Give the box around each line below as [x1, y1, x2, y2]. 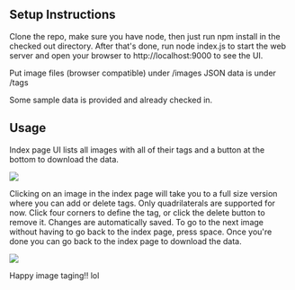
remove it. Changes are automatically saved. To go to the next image [9, 216, 264, 227]
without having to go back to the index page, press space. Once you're [9, 226, 273, 237]
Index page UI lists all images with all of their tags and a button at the [9, 144, 265, 155]
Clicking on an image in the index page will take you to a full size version [9, 188, 278, 198]
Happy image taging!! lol [9, 269, 100, 281]
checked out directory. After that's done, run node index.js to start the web [9, 40, 286, 51]
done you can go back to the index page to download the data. [9, 235, 242, 246]
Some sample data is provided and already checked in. [9, 94, 213, 105]
